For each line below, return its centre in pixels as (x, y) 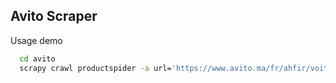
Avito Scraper (54, 16)
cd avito (37, 59)
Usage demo (36, 40)
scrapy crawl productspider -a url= (95, 68)
